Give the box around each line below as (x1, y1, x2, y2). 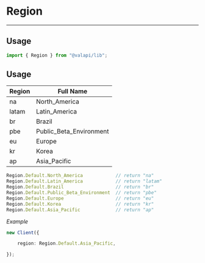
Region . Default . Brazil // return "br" (6, 184, 154, 190)
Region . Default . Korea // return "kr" (6, 201, 154, 207)
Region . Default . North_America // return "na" (6, 173, 154, 179)
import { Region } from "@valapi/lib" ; (6, 52, 108, 59)
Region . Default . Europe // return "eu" (6, 195, 154, 201)
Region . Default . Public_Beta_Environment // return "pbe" (6, 190, 157, 196)
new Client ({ (6, 229, 40, 236)
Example (6, 218, 29, 225)
